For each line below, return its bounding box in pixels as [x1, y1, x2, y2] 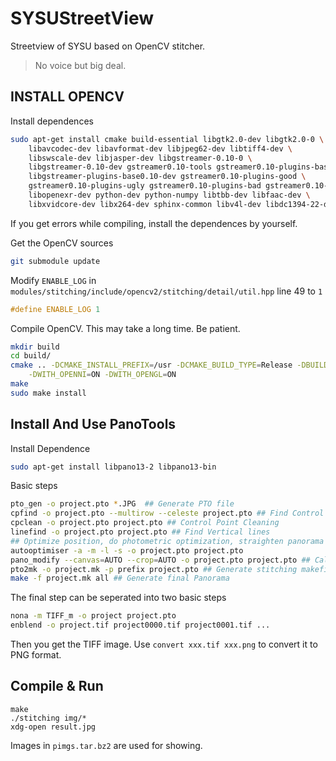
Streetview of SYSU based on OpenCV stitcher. [10, 40, 206, 52]
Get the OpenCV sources [10, 237, 114, 249]
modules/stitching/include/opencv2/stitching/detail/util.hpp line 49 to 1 [10, 285, 323, 297]
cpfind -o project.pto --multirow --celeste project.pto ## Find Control [10, 508, 325, 519]
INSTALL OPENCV [10, 88, 125, 106]
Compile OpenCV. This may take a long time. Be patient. [10, 322, 241, 334]
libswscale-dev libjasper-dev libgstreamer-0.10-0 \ [28, 153, 253, 163]
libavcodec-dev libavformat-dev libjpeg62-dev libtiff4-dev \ [28, 143, 293, 154]
